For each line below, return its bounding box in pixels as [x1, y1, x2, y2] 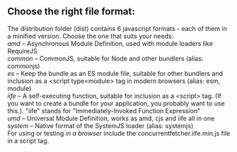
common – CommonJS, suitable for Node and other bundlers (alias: [7, 54, 204, 63]
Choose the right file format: [7, 6, 136, 18]
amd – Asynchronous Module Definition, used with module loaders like [7, 39, 214, 48]
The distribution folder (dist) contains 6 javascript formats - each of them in [7, 24, 228, 32]
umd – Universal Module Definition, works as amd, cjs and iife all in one [7, 114, 215, 122]
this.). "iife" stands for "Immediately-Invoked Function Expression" [7, 106, 201, 115]
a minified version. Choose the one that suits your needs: [7, 32, 174, 40]
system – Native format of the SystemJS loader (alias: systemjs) [7, 121, 194, 129]
